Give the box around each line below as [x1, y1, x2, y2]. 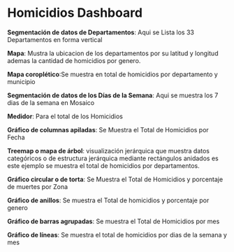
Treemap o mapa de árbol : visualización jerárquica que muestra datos [7, 146, 210, 155]
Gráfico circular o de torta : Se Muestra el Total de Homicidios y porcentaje [7, 175, 224, 183]
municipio [7, 77, 36, 85]
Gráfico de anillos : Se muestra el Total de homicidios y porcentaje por [7, 196, 210, 204]
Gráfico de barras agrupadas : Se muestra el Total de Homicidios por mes [7, 217, 220, 225]
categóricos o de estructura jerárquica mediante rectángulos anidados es [7, 154, 219, 162]
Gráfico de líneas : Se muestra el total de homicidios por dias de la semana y [7, 230, 227, 239]
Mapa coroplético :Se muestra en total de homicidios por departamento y [7, 70, 218, 78]
